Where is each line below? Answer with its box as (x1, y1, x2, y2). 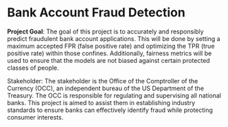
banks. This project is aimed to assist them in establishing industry (7, 98, 196, 107)
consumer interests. (7, 113, 64, 121)
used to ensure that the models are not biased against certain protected (7, 56, 211, 64)
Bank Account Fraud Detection (7, 5, 185, 20)
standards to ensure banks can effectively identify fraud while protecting (7, 106, 213, 114)
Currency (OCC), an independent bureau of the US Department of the (7, 84, 205, 92)
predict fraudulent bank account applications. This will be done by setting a (7, 34, 221, 42)
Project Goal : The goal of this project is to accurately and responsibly (7, 27, 204, 36)
